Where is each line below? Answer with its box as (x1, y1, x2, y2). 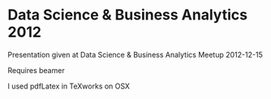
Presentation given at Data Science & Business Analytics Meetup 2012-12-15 (7, 49, 263, 59)
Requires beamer (7, 65, 66, 75)
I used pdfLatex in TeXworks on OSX (7, 81, 131, 91)
